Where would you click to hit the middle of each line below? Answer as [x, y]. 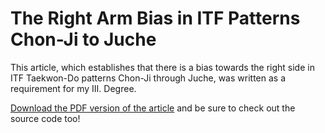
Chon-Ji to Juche [83, 39]
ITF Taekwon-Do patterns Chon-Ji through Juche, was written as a [148, 78]
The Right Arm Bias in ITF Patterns [155, 18]
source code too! [45, 118]
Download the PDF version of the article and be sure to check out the [153, 108]
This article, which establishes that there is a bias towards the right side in [162, 67]
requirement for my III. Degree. [73, 88]
